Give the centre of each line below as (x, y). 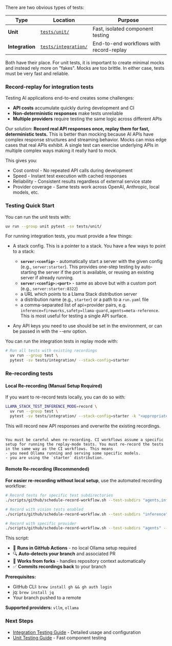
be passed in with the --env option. (50, 331)
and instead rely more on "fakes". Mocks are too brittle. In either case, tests (85, 68)
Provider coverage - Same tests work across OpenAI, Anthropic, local (86, 187)
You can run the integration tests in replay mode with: (62, 341)
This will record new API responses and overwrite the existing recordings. (83, 426)
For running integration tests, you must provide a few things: (69, 236)
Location (64, 20)
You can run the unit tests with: (38, 217)
